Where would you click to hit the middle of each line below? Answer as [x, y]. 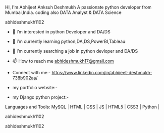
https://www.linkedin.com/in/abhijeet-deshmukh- [102, 72]
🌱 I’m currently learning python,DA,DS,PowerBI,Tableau [69, 41]
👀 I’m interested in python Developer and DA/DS [61, 32]
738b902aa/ [25, 78]
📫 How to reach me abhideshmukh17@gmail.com [63, 61]
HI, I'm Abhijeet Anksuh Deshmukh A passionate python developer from [79, 7]
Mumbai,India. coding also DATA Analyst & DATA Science [63, 12]
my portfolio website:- [35, 87]
